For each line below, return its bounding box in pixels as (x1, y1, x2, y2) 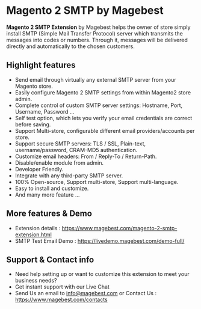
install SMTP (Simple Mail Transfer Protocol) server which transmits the (6, 29, 184, 37)
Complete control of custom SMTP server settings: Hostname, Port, (14, 102, 183, 109)
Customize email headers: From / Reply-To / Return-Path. (14, 153, 157, 160)
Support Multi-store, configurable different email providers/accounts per (14, 127, 195, 134)
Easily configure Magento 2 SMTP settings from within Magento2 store (14, 88, 191, 96)
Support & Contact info (6, 254, 94, 265)
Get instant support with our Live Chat (14, 283, 110, 290)
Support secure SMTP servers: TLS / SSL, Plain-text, (14, 139, 146, 147)
